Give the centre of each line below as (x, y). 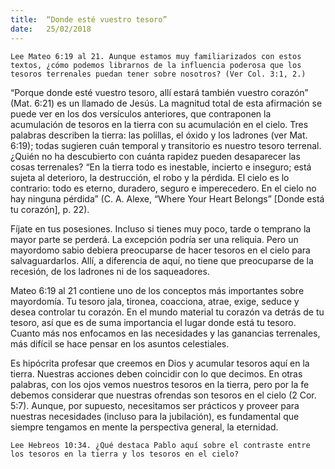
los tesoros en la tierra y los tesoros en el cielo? (125, 454)
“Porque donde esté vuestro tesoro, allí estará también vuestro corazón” (159, 92)
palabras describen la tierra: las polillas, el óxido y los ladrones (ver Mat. (159, 135)
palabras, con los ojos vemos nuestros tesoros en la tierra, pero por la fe (160, 384)
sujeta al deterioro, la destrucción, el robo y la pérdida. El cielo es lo (150, 177)
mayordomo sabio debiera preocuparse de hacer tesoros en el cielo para (160, 250)
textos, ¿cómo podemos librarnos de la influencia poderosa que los (156, 65)
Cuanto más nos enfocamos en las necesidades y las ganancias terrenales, (165, 333)
